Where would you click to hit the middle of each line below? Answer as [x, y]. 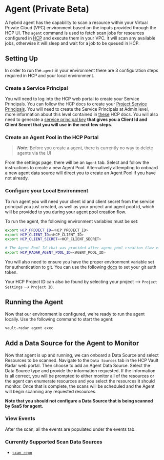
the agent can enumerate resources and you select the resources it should [80, 381]
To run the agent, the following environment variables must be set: [72, 221]
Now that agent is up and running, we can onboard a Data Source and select [82, 355]
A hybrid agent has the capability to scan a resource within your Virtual [76, 22]
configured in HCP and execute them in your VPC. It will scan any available [80, 38]
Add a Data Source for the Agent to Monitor [72, 343]
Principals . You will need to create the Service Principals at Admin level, [77, 109]
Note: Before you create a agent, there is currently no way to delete [85, 148]
